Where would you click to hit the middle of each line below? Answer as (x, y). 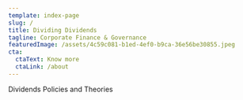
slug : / (21, 23)
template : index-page (44, 15)
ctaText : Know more (47, 60)
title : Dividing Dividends (53, 30)
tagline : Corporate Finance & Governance (78, 37)
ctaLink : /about (42, 67)
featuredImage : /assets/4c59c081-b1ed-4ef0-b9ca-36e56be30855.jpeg (122, 45)
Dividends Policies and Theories (61, 89)
